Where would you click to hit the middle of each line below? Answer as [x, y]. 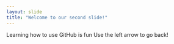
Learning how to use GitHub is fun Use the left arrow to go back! [87, 34]
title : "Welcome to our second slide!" [57, 17]
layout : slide [24, 12]
